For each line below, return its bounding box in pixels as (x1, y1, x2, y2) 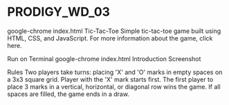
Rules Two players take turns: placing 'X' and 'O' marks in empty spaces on (7, 68, 223, 76)
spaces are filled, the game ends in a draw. (7, 90, 130, 98)
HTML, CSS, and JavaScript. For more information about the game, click (7, 34, 213, 42)
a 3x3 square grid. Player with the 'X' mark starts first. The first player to (7, 75, 214, 83)
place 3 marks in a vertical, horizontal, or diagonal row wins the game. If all (7, 82, 221, 91)
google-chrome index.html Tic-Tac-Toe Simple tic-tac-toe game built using (7, 27, 221, 35)
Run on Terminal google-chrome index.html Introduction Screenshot (7, 54, 201, 62)
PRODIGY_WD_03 (7, 4, 111, 20)
